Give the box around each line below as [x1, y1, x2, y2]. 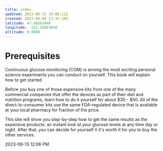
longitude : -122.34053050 [5, 25, 57, 30]
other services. [5, 132, 35, 137]
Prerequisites [5, 50, 61, 62]
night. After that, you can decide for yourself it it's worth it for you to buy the [5, 127, 158, 133]
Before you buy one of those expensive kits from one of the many [5, 86, 136, 92]
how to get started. [5, 77, 43, 83]
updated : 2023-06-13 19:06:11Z [5, 12, 68, 17]
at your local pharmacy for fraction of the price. [5, 107, 100, 113]
